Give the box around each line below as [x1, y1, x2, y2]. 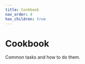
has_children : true [5, 16, 46, 21]
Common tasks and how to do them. [5, 54, 80, 60]
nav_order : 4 [5, 12, 33, 17]
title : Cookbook [5, 7, 39, 12]
